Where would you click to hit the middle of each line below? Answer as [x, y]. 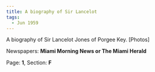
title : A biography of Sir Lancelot [52, 12]
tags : [13, 17]
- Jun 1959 [25, 23]
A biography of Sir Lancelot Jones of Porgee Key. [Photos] [78, 40]
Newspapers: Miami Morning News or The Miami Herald [77, 51]
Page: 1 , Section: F [29, 62]
